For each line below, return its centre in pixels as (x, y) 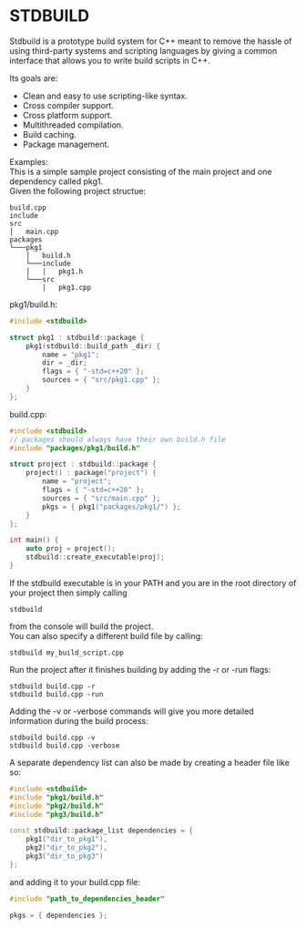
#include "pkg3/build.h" (56, 814)
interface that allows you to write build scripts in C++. (110, 60)
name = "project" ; (77, 481)
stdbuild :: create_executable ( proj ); (96, 557)
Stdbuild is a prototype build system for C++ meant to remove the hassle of (151, 41)
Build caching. (50, 134)
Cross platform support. (67, 115)
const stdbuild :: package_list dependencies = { (102, 831)
